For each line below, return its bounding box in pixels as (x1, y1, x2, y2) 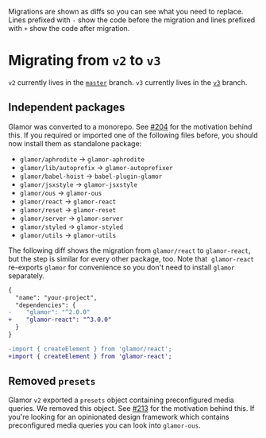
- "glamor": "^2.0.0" (8, 308, 91, 316)
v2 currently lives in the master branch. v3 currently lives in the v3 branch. (8, 77, 248, 87)
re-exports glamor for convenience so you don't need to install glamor (8, 262, 236, 272)
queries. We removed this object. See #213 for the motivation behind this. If (8, 404, 255, 413)
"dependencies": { (15, 301, 77, 309)
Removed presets (8, 374, 96, 388)
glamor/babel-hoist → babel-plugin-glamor (19, 171, 163, 180)
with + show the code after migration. (8, 24, 130, 33)
